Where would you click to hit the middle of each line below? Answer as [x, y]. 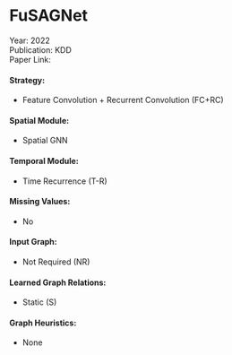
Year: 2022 [30, 40]
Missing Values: [40, 202]
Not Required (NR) [56, 262]
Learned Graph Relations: [58, 282]
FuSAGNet [48, 16]
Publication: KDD [40, 49]
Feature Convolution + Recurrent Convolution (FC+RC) [123, 100]
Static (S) [39, 302]
